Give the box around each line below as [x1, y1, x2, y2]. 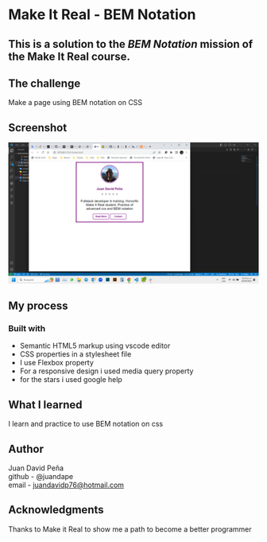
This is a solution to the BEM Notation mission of [8, 37, 253, 51]
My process [8, 299, 68, 313]
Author [8, 442, 44, 455]
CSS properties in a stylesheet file [19, 349, 132, 359]
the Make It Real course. [8, 49, 131, 63]
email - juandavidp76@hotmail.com [8, 480, 125, 490]
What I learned [8, 398, 83, 411]
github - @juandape [8, 472, 74, 482]
